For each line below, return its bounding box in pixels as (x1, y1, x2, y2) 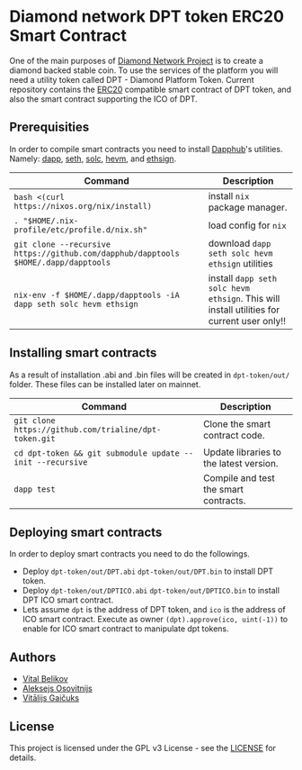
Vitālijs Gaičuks (22, 693, 79, 703)
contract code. (203, 429, 265, 441)
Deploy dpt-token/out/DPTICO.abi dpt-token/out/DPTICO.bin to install (22, 585, 280, 596)
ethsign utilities (208, 257, 273, 269)
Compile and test (203, 471, 276, 484)
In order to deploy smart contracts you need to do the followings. (9, 548, 250, 559)
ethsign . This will (208, 292, 280, 304)
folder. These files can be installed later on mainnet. (9, 378, 201, 389)
